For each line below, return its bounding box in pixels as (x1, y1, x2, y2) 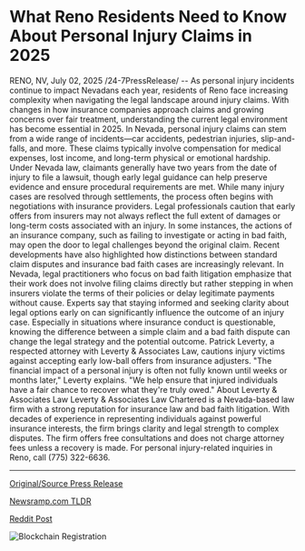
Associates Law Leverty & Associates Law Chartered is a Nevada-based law (9, 394, 295, 405)
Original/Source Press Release (9, 477, 123, 488)
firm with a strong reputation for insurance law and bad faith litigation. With (9, 403, 290, 415)
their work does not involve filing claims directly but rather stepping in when (9, 277, 293, 288)
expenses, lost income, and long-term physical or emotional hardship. (9, 152, 271, 163)
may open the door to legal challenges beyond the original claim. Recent (9, 239, 280, 250)
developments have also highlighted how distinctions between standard (9, 248, 278, 260)
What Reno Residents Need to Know (9, 6, 288, 27)
